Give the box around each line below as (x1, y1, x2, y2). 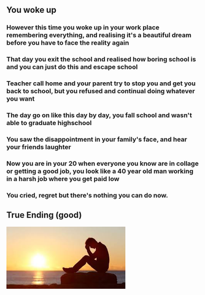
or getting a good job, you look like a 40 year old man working (6, 167, 194, 175)
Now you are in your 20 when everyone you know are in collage (6, 159, 199, 167)
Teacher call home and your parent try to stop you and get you (6, 79, 196, 88)
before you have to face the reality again (6, 39, 130, 47)
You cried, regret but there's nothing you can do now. (6, 191, 169, 199)
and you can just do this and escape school (6, 63, 138, 71)
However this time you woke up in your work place (6, 23, 160, 32)
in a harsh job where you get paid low (6, 174, 120, 183)
